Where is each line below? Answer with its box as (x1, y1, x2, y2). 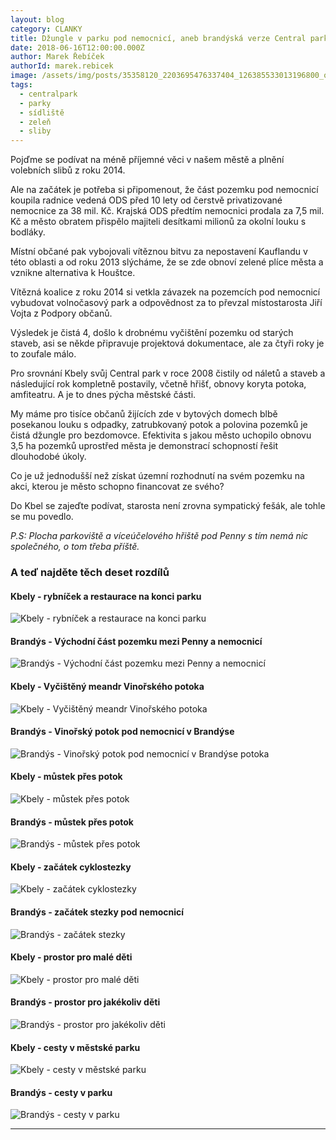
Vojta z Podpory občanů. (10, 307, 113, 320)
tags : (10, 80, 33, 90)
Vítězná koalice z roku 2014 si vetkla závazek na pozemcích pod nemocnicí (10, 286, 321, 298)
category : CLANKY (10, 24, 83, 34)
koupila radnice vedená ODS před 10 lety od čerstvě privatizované (10, 194, 283, 206)
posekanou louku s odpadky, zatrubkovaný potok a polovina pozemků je (10, 419, 308, 431)
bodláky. (10, 226, 46, 238)
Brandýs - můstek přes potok (10, 816, 134, 828)
